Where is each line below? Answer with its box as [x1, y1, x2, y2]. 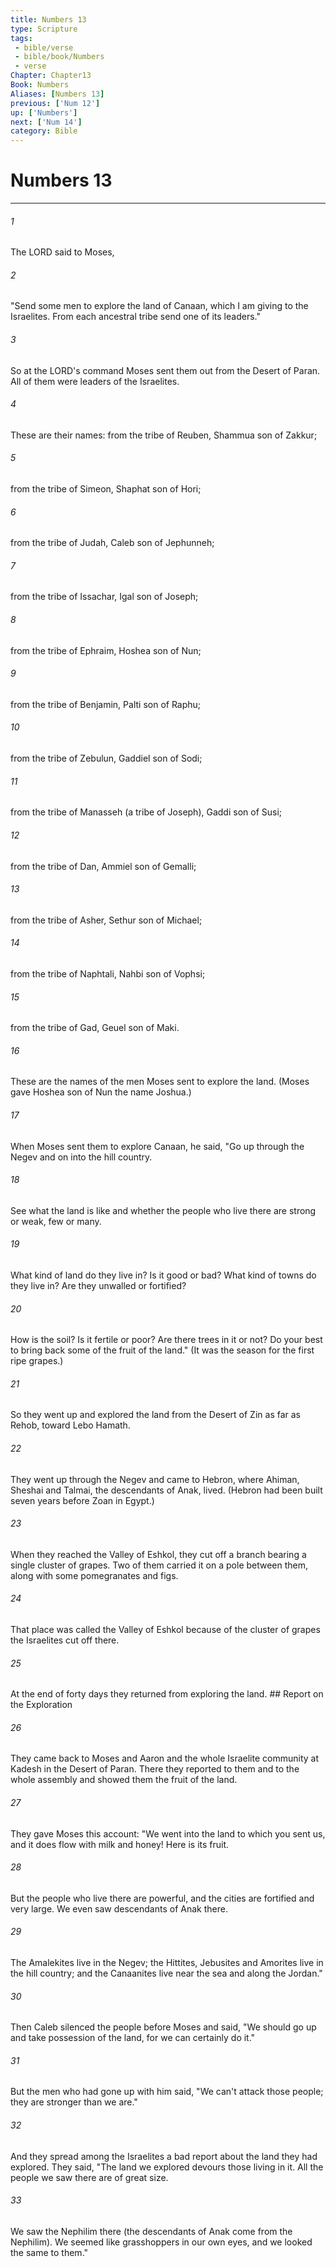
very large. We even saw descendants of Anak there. [10, 1902, 228, 1915]
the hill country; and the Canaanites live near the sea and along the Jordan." [10, 1967, 323, 1979]
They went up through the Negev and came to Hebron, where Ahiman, [10, 1473, 300, 1485]
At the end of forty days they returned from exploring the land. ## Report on [10, 1688, 324, 1700]
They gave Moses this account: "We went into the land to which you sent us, [10, 1827, 326, 1840]
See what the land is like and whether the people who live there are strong [10, 1204, 317, 1216]
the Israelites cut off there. [10, 1634, 120, 1646]
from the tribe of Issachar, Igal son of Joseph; [10, 591, 199, 603]
